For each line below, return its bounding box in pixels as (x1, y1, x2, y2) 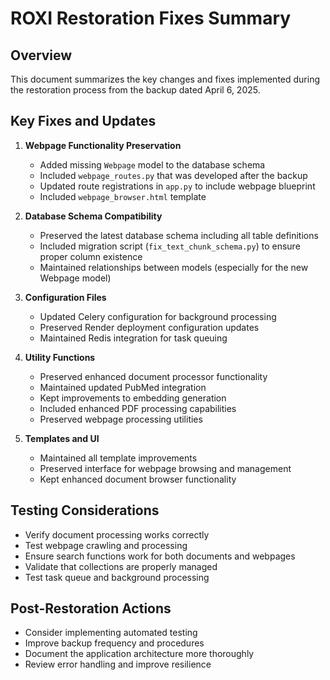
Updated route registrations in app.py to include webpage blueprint (39, 180, 316, 192)
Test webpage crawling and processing (24, 539, 188, 551)
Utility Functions (24, 351, 96, 363)
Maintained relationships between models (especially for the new (39, 261, 309, 273)
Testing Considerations (10, 502, 160, 519)
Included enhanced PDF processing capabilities (39, 402, 237, 414)
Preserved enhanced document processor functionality (39, 370, 268, 382)
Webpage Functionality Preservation (24, 139, 182, 151)
